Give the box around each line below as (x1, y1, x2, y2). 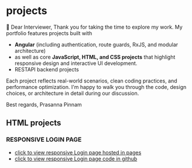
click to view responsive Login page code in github (14, 155, 138, 162)
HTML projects (6, 118, 61, 128)
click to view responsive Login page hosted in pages (14, 149, 142, 156)
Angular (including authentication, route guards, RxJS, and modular (14, 41, 179, 48)
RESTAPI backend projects (14, 66, 79, 73)
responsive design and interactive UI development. (14, 60, 138, 67)
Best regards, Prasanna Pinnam (6, 101, 82, 108)
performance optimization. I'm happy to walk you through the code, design (6, 83, 187, 90)
